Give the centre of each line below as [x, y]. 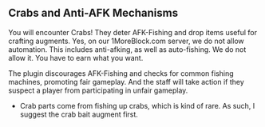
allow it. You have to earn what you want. [76, 58]
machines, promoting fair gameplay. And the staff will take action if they [127, 81]
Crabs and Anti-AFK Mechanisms [93, 13]
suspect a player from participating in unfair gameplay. [98, 90]
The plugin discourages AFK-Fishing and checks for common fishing [121, 73]
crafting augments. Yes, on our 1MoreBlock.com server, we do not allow [127, 41]
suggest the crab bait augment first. [79, 114]
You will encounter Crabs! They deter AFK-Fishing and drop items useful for [133, 32]
